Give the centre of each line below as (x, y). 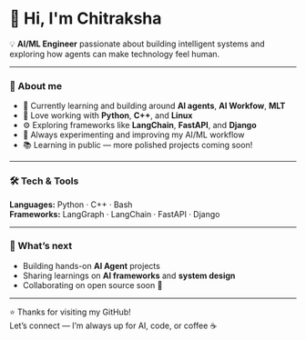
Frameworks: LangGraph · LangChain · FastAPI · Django (115, 214)
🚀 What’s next (41, 246)
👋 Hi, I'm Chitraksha (86, 19)
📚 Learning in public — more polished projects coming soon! (138, 145)
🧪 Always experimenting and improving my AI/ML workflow (133, 135)
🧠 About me (36, 85)
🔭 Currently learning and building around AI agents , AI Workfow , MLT (154, 106)
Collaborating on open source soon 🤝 (92, 285)
